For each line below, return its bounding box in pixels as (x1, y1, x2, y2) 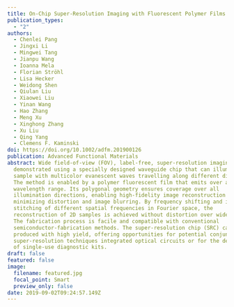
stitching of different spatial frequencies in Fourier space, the (13, 205, 214, 212)
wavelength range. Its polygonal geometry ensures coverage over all (13, 186, 219, 193)
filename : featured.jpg (13, 269, 82, 276)
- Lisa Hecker (13, 75, 54, 82)
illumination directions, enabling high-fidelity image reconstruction (13, 192, 226, 199)
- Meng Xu (13, 114, 42, 121)
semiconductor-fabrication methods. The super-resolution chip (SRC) (13, 224, 219, 231)
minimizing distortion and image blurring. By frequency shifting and (13, 198, 223, 206)
